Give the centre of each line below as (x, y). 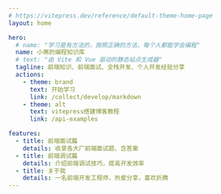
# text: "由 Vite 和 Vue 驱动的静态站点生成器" (89, 60)
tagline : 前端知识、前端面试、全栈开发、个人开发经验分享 (100, 67)
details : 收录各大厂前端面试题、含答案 (80, 148)
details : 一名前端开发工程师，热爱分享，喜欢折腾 (96, 178)
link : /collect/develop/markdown (85, 97)
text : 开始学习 (52, 89)
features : (25, 134)
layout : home (30, 23)
